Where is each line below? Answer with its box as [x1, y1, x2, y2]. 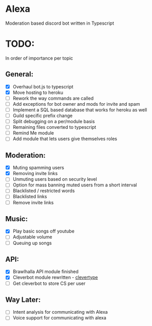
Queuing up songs [12, 240, 52, 246]
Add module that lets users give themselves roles [12, 136, 117, 142]
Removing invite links [12, 170, 58, 177]
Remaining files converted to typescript [12, 124, 97, 130]
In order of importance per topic [5, 55, 73, 61]
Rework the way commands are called [12, 95, 94, 101]
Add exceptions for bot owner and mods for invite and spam [12, 101, 140, 107]
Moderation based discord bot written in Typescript [5, 20, 115, 26]
